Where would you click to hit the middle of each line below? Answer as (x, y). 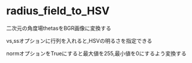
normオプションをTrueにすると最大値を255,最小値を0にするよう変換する (97, 53)
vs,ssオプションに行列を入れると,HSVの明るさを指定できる (79, 40)
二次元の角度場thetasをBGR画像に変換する (59, 28)
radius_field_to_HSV (58, 11)
